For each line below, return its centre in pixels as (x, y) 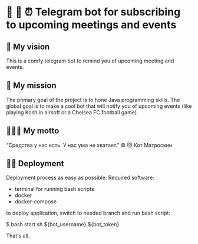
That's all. (18, 236)
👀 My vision (28, 47)
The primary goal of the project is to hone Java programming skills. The (93, 100)
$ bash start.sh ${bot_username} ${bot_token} (63, 225)
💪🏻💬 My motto (33, 131)
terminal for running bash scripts (54, 189)
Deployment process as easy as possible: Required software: (80, 178)
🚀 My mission (32, 86)
